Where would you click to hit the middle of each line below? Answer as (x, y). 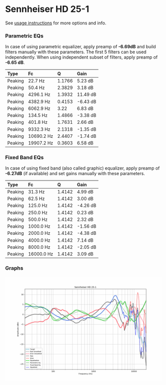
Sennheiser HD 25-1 (47, 9)
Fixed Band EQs (24, 157)
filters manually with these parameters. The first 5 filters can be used (76, 52)
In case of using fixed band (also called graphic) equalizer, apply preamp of (83, 168)
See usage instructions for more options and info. (56, 23)
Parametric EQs (24, 36)
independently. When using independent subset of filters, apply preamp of (82, 57)
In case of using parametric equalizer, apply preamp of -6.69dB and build (81, 47)
